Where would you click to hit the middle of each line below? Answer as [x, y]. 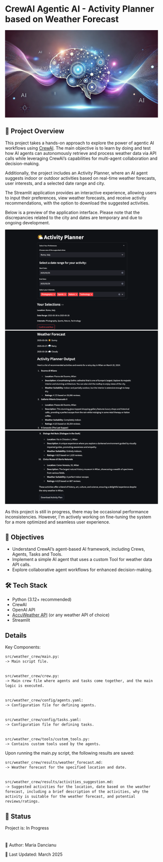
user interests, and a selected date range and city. [55, 183]
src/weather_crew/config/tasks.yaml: [43, 720]
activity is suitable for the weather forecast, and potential [70, 797]
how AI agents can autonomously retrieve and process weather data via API [81, 153]
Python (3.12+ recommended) [42, 600]
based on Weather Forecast [62, 19]
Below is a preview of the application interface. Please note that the [72, 212]
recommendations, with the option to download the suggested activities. [77, 203]
